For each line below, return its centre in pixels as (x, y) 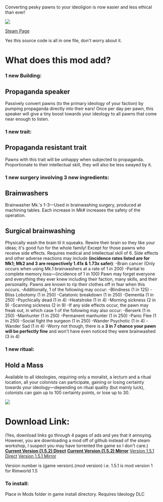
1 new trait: (18, 132)
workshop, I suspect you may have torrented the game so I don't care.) (77, 446)
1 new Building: (23, 76)
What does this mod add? (58, 60)
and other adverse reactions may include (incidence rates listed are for (78, 258)
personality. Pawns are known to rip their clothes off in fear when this (75, 285)
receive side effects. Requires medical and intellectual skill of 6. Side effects (82, 253)
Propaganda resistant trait (46, 147)
